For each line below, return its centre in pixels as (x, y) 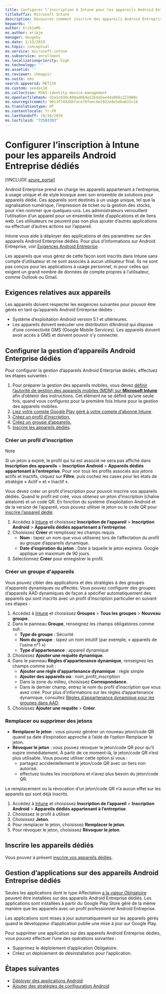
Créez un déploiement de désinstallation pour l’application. (72, 953)
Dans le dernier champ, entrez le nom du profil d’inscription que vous (90, 687)
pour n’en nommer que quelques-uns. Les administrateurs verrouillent (76, 210)
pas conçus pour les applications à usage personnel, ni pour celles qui (77, 266)
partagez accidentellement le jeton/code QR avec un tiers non (83, 763)
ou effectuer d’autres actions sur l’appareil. (49, 226)
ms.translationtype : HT (30, 107)
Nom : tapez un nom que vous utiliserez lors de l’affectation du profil (89, 538)
